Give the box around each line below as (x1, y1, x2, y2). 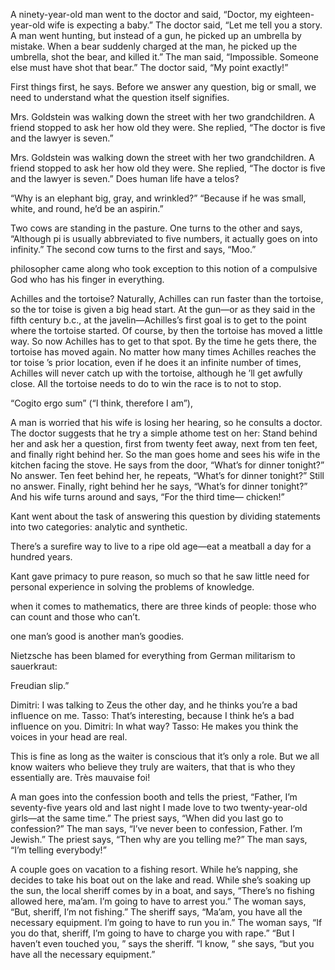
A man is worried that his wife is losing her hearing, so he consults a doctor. (10, 417, 323, 428)
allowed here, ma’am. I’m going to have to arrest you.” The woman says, (10, 895, 307, 907)
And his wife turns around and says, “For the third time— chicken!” (10, 491, 285, 503)
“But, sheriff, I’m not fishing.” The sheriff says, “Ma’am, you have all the (10, 906, 303, 918)
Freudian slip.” (10, 680, 70, 691)
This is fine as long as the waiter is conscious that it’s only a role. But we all (10, 750, 320, 762)
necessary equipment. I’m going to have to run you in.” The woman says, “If (10, 917, 323, 928)
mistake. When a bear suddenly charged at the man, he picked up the (10, 40, 298, 52)
